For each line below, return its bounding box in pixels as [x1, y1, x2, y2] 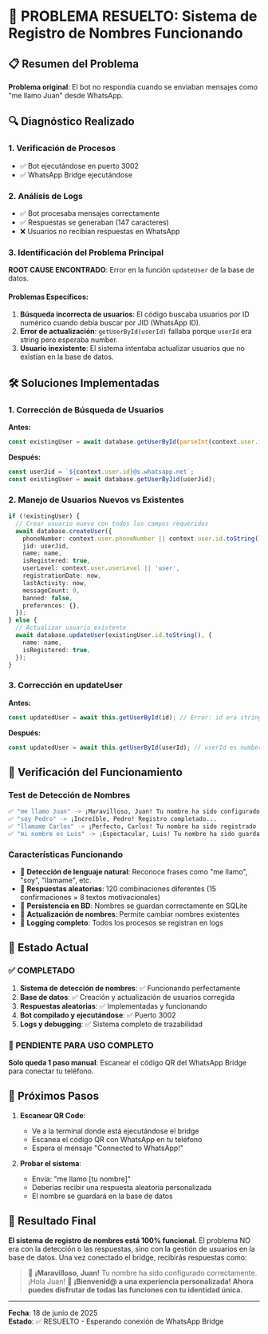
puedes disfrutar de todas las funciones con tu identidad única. [27, 1284, 243, 1294]
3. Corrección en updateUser [8, 679, 123, 691]
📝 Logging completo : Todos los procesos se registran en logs [19, 918, 224, 927]
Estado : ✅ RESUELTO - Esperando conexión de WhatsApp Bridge [8, 1316, 224, 1326]
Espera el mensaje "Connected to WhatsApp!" [31, 1143, 183, 1153]
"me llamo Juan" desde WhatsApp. [8, 91, 124, 100]
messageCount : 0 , [22, 587, 81, 595]
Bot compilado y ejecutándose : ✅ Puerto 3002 [19, 1010, 177, 1020]
